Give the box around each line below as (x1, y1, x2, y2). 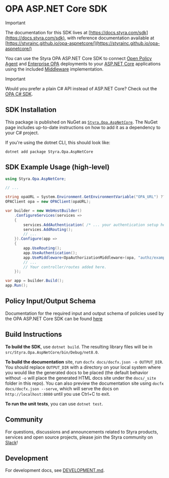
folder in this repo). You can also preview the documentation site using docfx (5, 380, 164, 386)
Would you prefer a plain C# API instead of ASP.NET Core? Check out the (5, 85, 157, 91)
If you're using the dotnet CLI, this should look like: (5, 139, 111, 145)
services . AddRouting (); (23, 227, 73, 232)
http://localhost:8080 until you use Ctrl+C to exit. (5, 391, 111, 397)
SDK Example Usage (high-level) (5, 163, 110, 171)
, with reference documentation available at (64, 35, 154, 41)
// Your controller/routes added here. (23, 264, 107, 270)
